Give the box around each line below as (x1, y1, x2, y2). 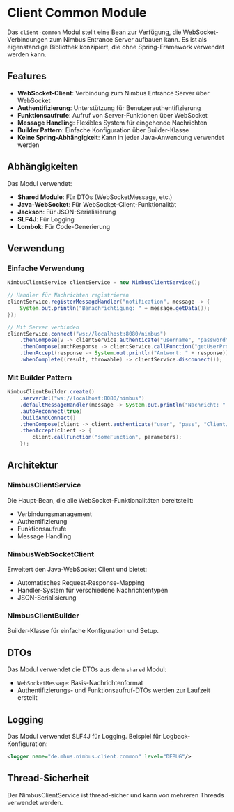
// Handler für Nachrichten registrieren (7, 292, 130, 299)
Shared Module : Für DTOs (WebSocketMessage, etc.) (17, 193, 173, 201)
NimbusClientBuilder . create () (7, 389, 95, 396)
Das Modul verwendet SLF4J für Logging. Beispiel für (7, 732, 162, 740)
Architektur (7, 460, 58, 471)
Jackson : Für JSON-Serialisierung (17, 208, 116, 216)
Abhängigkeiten (7, 161, 79, 173)
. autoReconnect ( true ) (19, 407, 82, 415)
